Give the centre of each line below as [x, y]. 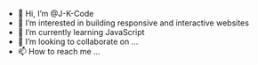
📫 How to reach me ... [59, 51]
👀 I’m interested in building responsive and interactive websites [133, 23]
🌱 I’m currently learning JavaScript [81, 32]
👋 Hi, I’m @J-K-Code [56, 14]
